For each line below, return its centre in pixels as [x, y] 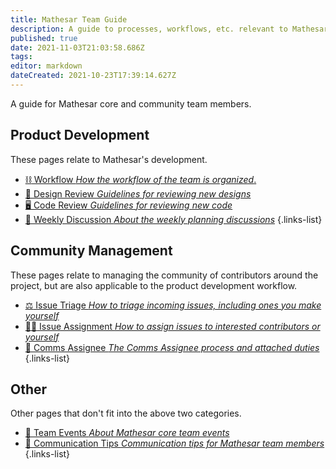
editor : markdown [46, 66]
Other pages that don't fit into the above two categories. [126, 413]
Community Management [91, 251]
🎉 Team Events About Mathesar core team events [127, 433]
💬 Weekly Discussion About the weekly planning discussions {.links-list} [173, 219]
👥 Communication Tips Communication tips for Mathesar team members [174, 443]
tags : [21, 57]
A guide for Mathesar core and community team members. [131, 103]
